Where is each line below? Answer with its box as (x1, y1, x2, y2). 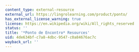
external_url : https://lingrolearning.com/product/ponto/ (5, 12, 128, 17)
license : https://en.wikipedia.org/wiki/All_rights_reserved (5, 21, 135, 26)
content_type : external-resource (5, 7, 74, 12)
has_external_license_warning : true (5, 16, 81, 21)
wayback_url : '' (5, 40, 39, 45)
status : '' (5, 26, 28, 31)
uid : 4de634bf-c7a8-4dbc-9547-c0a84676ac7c (5, 35, 97, 40)
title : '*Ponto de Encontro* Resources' (5, 30, 90, 35)
